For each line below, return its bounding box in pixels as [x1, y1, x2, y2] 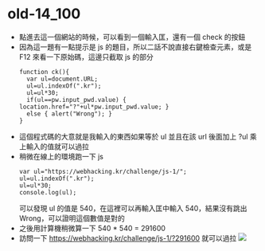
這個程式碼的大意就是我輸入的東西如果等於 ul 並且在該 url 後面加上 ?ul [18, 131, 248, 141]
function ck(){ [18, 68, 70, 76]
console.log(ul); [18, 188, 77, 196]
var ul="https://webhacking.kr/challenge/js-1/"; [18, 167, 188, 175]
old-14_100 [7, 5, 81, 23]
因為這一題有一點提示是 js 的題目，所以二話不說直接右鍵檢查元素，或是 [18, 41, 252, 52]
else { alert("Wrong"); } [26, 109, 112, 118]
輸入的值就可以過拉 [25, 141, 89, 151]
